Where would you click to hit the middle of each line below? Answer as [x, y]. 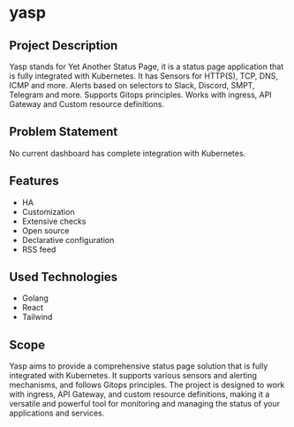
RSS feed [39, 249]
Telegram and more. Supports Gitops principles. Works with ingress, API [140, 95]
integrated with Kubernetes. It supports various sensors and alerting [133, 376]
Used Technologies [63, 277]
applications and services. [57, 413]
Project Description [64, 46]
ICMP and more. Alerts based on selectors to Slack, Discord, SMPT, [132, 85]
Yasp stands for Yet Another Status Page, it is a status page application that [147, 66]
